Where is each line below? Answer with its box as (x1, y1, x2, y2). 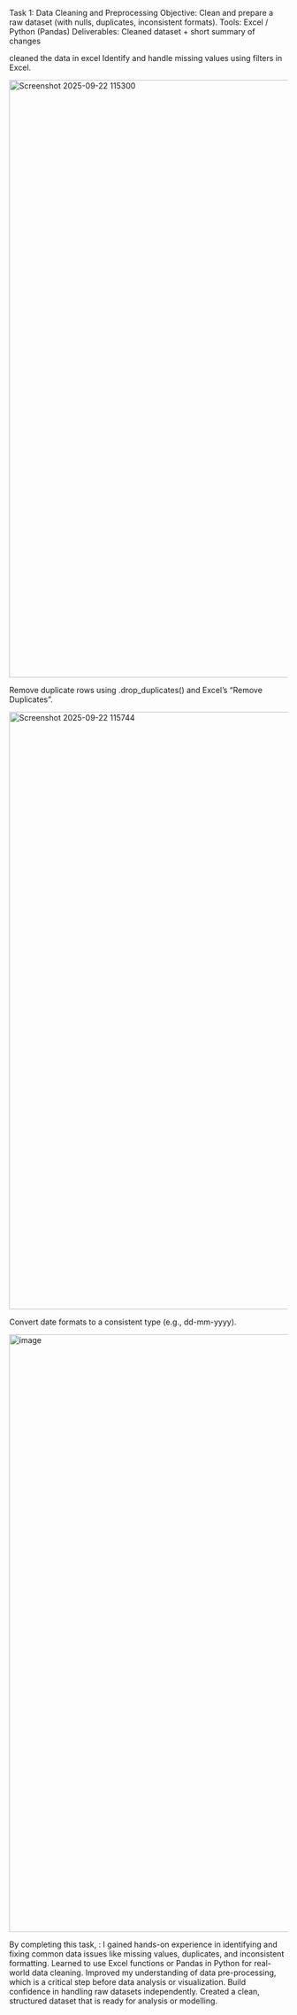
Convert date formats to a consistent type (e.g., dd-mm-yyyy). (9, 1316, 237, 1327)
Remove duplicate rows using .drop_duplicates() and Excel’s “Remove (9, 685, 263, 695)
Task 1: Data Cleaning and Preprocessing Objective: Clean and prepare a (9, 8, 274, 18)
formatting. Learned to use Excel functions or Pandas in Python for (9, 1958, 253, 1968)
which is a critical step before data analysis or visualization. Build (9, 1977, 246, 1987)
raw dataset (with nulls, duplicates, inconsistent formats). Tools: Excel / (9, 17, 269, 27)
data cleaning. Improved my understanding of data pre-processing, (31, 1967, 277, 1978)
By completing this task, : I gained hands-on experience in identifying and (9, 1939, 278, 1949)
